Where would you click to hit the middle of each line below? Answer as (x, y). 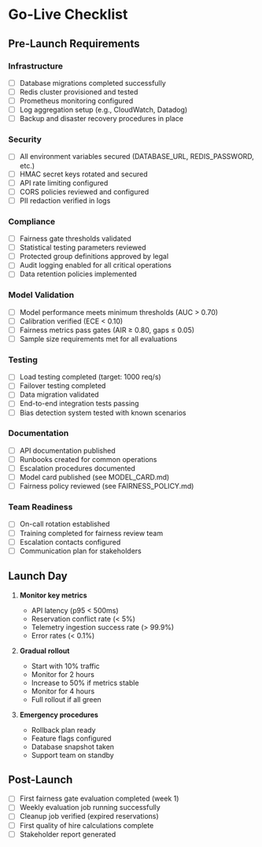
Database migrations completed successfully (93, 83)
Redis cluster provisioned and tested (79, 91)
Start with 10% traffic (65, 666)
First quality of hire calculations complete (87, 825)
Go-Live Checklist (68, 15)
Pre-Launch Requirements (74, 44)
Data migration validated (59, 394)
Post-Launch (41, 780)
